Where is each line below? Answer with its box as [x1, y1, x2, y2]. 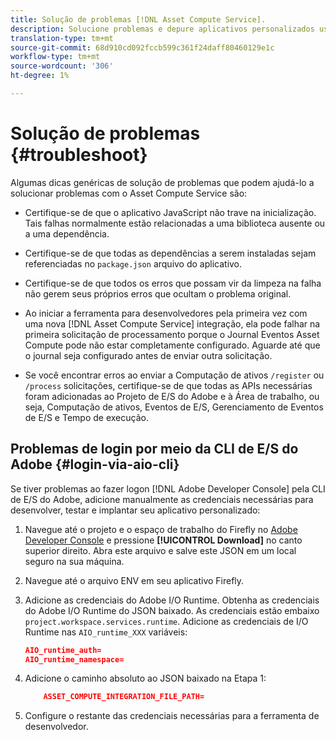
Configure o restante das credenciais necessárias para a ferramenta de [24, 710, 320, 722]
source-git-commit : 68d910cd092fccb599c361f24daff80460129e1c [10, 42, 275, 53]
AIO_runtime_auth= [24, 645, 102, 655]
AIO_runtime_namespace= [24, 654, 125, 665]
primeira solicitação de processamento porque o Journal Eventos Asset [24, 328, 320, 340]
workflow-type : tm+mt [10, 52, 101, 62]
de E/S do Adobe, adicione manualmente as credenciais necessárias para [10, 493, 314, 505]
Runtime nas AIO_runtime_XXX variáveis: [24, 626, 188, 638]
